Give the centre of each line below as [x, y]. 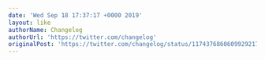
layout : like [30, 23]
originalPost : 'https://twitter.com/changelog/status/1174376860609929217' [135, 44]
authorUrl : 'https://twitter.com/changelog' [82, 37]
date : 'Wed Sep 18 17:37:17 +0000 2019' [76, 15]
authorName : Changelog [45, 30]
